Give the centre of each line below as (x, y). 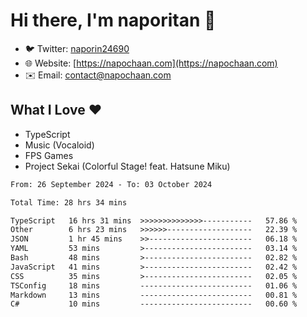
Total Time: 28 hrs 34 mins (69, 202)
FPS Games (49, 155)
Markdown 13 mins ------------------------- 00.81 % (154, 295)
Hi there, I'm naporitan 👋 (113, 20)
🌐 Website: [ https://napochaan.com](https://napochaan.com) (151, 63)
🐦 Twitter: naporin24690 (77, 48)
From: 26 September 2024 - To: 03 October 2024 (111, 184)
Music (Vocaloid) (59, 145)
